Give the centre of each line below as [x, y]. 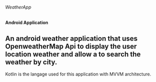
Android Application [27, 23]
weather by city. [31, 62]
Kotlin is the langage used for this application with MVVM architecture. [78, 74]
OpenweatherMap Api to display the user [71, 46]
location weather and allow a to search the [73, 54]
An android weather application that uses [71, 38]
